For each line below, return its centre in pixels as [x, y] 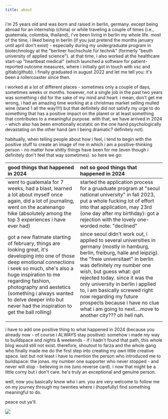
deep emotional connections [41, 262]
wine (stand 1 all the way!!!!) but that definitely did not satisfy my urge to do [82, 108]
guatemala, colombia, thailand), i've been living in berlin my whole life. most [83, 34]
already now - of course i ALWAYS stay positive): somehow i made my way [82, 334]
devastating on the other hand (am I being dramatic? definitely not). [74, 129]
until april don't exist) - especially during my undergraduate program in [78, 45]
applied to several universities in [118, 240]
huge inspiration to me [34, 274]
